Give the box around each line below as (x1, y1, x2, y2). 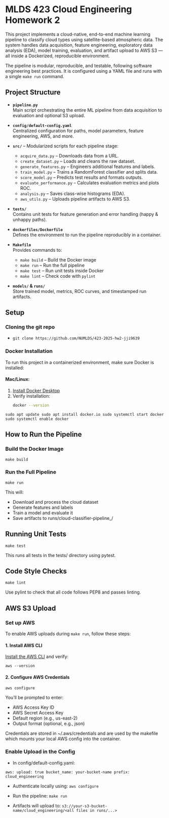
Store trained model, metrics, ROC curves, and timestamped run (12, 288, 147, 294)
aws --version (5, 664, 35, 669)
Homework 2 (5, 14, 60, 26)
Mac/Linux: (5, 376, 30, 382)
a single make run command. (5, 73, 64, 79)
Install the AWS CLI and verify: (5, 653, 69, 660)
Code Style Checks (5, 567, 67, 575)
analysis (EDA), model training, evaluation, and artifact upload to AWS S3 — (5, 47, 163, 53)
